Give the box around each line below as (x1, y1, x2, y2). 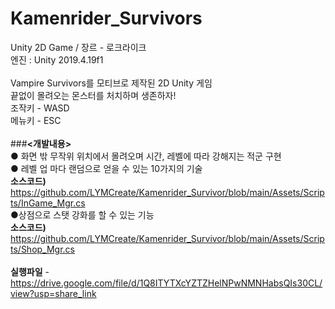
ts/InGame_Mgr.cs (10, 197, 86, 209)
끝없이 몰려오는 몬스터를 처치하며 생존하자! (10, 89, 177, 101)
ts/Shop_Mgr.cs (10, 243, 76, 255)
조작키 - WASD (10, 102, 70, 114)
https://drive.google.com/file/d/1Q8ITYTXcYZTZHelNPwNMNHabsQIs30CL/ (10, 277, 323, 289)
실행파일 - (10, 265, 50, 277)
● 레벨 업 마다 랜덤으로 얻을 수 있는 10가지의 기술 (10, 162, 203, 174)
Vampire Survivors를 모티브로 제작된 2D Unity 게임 (10, 77, 213, 89)
